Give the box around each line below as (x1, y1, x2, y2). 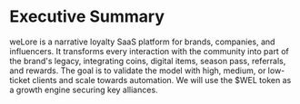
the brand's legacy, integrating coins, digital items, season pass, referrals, (9, 55, 286, 66)
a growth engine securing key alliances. (9, 84, 158, 95)
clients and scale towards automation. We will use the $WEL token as (32, 74, 292, 85)
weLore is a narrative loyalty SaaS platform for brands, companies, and (9, 36, 275, 47)
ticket (9, 74, 31, 85)
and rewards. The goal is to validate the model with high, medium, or (9, 65, 266, 76)
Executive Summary (9, 6, 165, 27)
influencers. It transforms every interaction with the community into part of (9, 45, 289, 56)
